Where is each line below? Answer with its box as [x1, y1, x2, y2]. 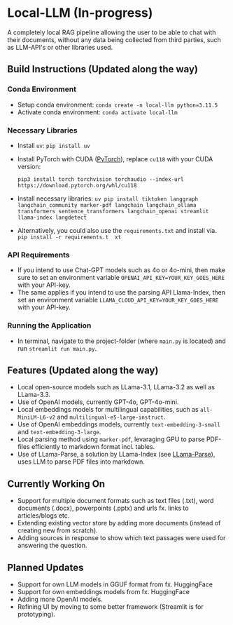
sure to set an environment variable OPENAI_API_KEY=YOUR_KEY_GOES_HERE [17, 274, 225, 282]
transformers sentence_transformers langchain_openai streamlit [17, 208, 209, 215]
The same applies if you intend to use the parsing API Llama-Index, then [17, 288, 226, 297]
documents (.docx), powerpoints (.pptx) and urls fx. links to [17, 504, 189, 513]
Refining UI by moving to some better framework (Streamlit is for [17, 602, 204, 611]
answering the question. [17, 542, 87, 550]
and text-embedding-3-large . [17, 428, 101, 436]
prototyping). [17, 610, 56, 618]
